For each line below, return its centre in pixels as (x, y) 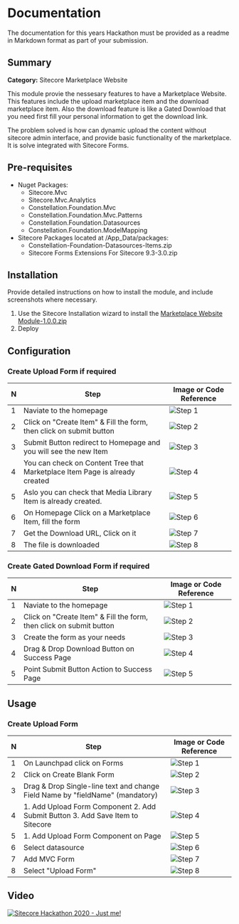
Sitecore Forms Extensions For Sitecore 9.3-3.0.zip (103, 253)
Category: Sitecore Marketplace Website (68, 80)
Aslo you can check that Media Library (88, 492)
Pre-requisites (40, 168)
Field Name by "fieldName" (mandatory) (91, 795)
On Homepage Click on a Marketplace (87, 513)
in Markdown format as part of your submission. (78, 40)
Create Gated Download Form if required (79, 565)
